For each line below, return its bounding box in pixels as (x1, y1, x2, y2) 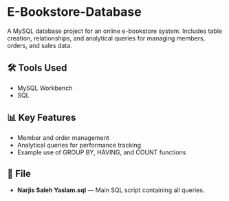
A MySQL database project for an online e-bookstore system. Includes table (7, 27, 222, 35)
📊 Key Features (7, 112, 76, 123)
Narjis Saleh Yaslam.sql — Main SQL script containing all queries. (17, 186, 205, 194)
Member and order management (17, 133, 110, 141)
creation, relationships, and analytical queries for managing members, (7, 34, 206, 42)
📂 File (7, 167, 31, 179)
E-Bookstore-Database (7, 4, 142, 20)
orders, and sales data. (7, 41, 72, 49)
